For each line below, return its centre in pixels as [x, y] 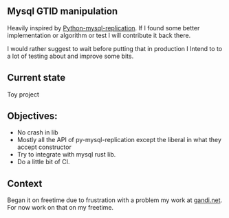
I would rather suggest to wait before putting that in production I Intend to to [115, 48]
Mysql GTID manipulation [63, 11]
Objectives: [32, 116]
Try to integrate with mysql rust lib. [66, 155]
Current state [36, 78]
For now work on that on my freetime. [61, 208]
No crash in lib [37, 132]
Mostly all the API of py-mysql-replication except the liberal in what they [119, 140]
